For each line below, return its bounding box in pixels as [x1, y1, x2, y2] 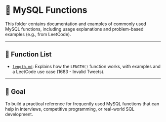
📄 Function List [5, 50, 52, 59]
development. [5, 111, 33, 117]
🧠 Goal [5, 87, 26, 96]
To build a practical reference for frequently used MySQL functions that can [5, 101, 160, 107]
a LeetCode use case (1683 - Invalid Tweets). [12, 69, 105, 75]
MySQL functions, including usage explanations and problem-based [5, 26, 144, 32]
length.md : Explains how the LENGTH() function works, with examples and [12, 63, 161, 69]
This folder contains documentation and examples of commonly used [5, 21, 147, 27]
